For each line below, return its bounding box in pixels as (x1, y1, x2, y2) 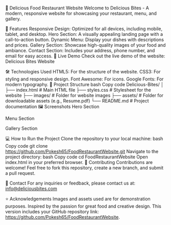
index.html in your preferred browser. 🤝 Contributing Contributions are (5, 159, 153, 165)
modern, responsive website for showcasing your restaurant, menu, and (5, 10, 157, 16)
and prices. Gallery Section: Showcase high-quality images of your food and (5, 42, 166, 48)
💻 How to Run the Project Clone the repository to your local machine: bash (5, 136, 163, 141)
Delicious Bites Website (5, 58, 55, 64)
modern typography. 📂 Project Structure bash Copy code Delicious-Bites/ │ (5, 81, 164, 87)
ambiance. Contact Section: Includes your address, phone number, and (5, 48, 155, 53)
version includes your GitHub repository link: (5, 209, 99, 215)
